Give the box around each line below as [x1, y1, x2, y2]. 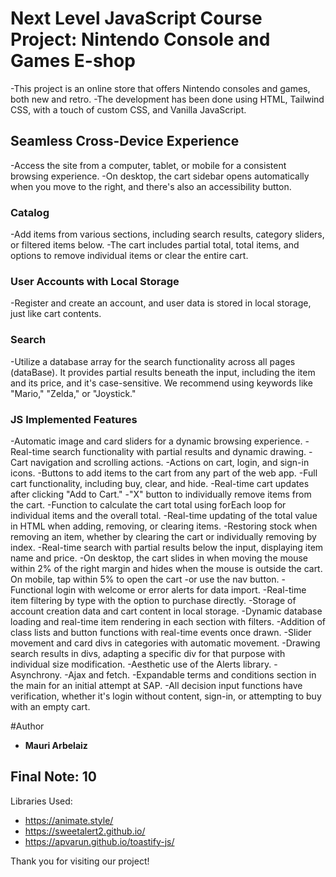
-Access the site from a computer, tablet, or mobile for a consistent [10, 159, 287, 171]
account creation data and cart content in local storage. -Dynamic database [10, 605, 323, 617]
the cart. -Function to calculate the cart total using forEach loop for [10, 498, 287, 511]
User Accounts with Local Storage [10, 274, 180, 288]
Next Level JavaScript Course [10, 7, 263, 30]
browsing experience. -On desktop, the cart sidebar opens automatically [10, 170, 310, 182]
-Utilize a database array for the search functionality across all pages [10, 355, 296, 367]
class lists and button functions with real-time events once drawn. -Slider [10, 626, 312, 638]
